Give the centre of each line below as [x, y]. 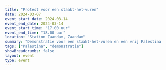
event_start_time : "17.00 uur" [38, 28]
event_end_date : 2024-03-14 [34, 23]
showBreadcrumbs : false [30, 51]
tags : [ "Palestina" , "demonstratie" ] [44, 46]
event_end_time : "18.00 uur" [35, 33]
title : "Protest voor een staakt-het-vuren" [52, 10]
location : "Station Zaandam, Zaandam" [45, 37]
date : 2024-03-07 [23, 14]
